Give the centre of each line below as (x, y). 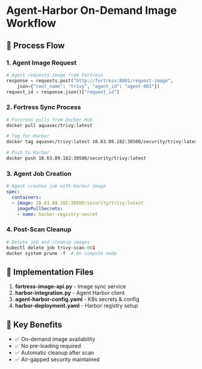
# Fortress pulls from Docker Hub (50, 120)
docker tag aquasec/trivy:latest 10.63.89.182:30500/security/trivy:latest (103, 142)
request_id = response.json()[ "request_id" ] (63, 92)
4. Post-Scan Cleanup (39, 229)
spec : (13, 192)
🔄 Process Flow (35, 45)
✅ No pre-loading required (48, 346)
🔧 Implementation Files (50, 272)
